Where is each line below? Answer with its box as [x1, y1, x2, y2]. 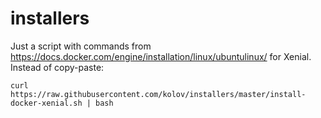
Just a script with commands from [10, 40, 152, 52]
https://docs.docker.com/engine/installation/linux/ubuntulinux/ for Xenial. [10, 50, 312, 62]
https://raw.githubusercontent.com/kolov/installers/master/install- [10, 89, 307, 99]
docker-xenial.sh [10, 98, 83, 108]
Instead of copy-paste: [10, 61, 105, 73]
